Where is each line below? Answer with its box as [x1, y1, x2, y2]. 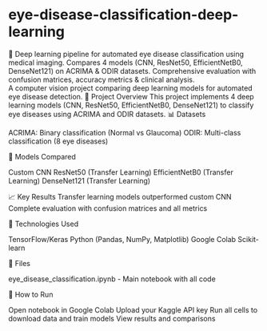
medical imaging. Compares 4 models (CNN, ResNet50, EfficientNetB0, [8, 58, 243, 67]
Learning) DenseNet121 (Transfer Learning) [8, 176, 150, 185]
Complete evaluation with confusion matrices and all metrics [8, 203, 208, 213]
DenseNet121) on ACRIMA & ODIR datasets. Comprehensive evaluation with [8, 66, 257, 75]
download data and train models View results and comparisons [8, 313, 216, 323]
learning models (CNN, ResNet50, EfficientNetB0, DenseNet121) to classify [8, 100, 254, 110]
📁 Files [8, 258, 30, 268]
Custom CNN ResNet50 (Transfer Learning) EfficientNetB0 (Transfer [8, 167, 233, 177]
